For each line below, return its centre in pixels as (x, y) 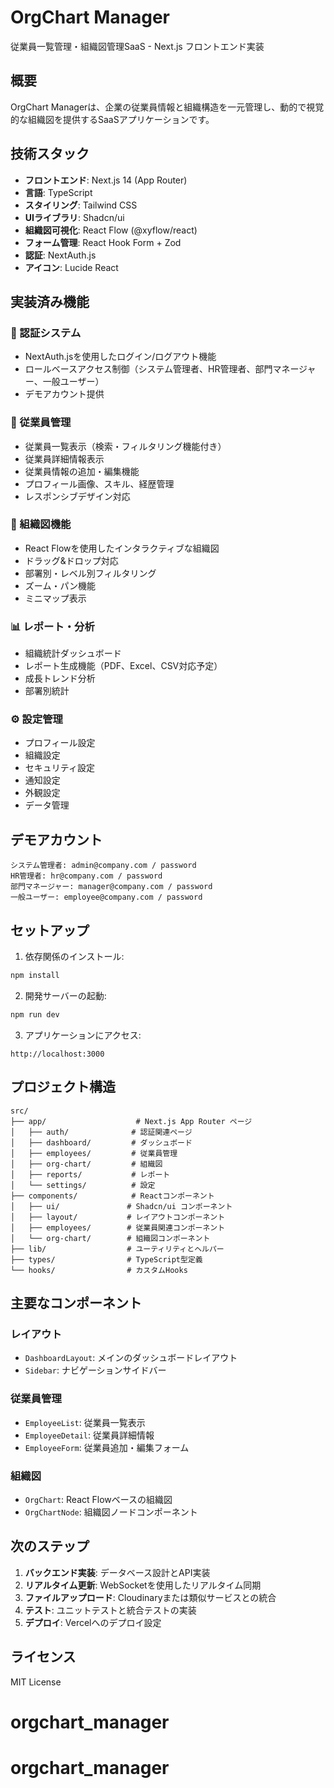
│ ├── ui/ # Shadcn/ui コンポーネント (121, 1206)
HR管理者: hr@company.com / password (86, 876)
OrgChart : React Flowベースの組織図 (98, 1499)
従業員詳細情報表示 (64, 458)
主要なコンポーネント (76, 1303)
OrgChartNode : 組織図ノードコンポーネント (111, 1512)
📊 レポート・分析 (52, 626)
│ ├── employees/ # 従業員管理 (94, 1153)
